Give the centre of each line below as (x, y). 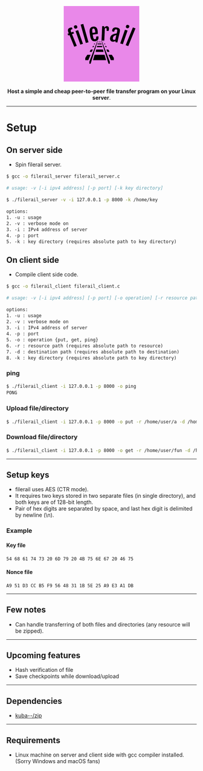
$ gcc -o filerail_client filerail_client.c (63, 286)
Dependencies (34, 701)
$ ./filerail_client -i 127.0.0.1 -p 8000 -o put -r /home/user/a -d (96, 422)
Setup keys (28, 475)
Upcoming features (43, 655)
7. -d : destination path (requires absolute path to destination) (93, 352)
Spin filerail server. (38, 164)
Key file (16, 545)
